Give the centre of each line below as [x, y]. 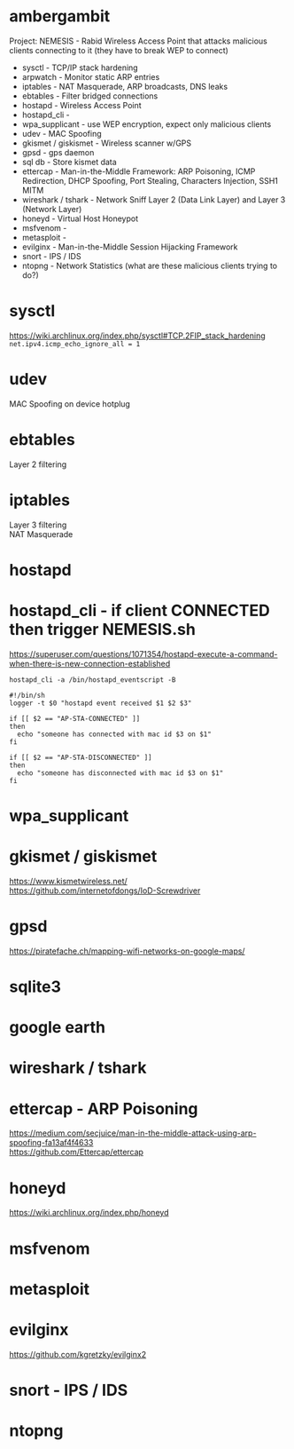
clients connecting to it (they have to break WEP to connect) [119, 50]
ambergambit [60, 16]
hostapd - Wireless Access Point [81, 105]
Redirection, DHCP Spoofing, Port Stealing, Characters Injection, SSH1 [150, 180]
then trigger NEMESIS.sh [103, 630]
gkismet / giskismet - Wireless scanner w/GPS [107, 143]
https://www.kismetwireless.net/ [69, 881]
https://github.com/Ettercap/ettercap [77, 1152]
